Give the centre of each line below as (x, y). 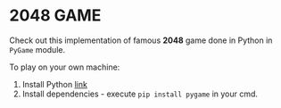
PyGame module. (37, 49)
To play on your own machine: (65, 67)
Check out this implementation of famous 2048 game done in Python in (141, 40)
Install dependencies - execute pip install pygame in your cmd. (140, 94)
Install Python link (54, 84)
